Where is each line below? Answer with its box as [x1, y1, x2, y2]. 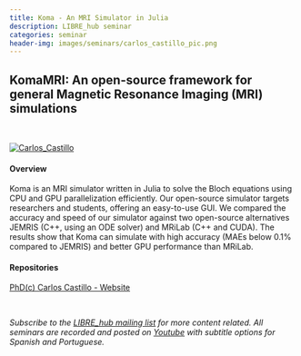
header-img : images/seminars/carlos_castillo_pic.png [9, 38, 218, 48]
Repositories [9, 262, 59, 272]
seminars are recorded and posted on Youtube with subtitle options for [9, 327, 276, 338]
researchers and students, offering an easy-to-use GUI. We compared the [9, 203, 286, 213]
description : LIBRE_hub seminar [9, 22, 132, 31]
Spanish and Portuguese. [9, 337, 105, 348]
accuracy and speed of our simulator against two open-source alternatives [9, 213, 290, 223]
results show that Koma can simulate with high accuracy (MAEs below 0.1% [9, 232, 292, 242]
